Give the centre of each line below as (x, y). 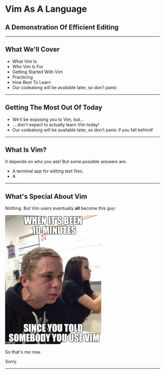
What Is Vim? (26, 150)
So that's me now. (23, 352)
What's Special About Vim (46, 196)
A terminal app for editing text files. (48, 171)
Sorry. (11, 362)
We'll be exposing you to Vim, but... (48, 119)
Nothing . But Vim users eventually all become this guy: (61, 208)
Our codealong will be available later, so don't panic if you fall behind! (82, 130)
